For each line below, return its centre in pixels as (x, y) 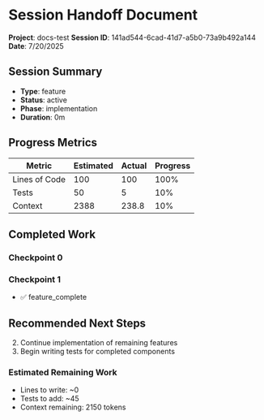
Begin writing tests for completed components (98, 351)
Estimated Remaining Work (63, 372)
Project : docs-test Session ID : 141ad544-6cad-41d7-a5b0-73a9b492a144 (132, 37)
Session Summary (55, 72)
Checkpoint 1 (35, 279)
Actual (134, 166)
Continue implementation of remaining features (99, 342)
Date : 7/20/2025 (36, 45)
